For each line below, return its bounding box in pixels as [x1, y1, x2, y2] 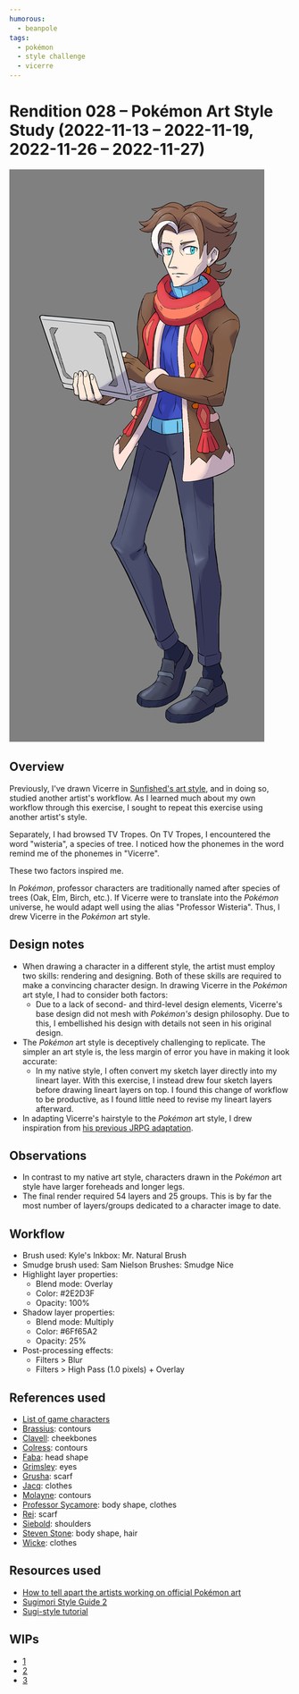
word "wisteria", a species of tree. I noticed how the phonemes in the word [9, 838, 284, 849]
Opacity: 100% [35, 1298, 91, 1309]
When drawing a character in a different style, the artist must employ [21, 961, 276, 971]
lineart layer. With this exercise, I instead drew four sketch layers [35, 1074, 273, 1086]
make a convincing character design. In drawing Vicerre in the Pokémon [21, 979, 288, 990]
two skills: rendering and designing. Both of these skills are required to [21, 970, 282, 981]
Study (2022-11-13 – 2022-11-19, [9, 121, 254, 140]
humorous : [9, 14, 46, 23]
